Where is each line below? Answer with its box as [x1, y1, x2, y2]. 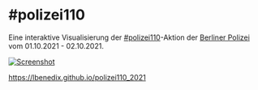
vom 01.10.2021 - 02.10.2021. [8, 41, 104, 50]
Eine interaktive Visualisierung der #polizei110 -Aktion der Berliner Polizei [8, 32, 250, 42]
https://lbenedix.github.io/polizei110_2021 [8, 72, 146, 82]
